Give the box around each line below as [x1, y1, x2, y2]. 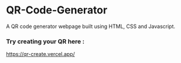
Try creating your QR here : [6, 37, 85, 45]
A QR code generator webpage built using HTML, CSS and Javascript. [6, 23, 176, 30]
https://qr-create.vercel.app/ [6, 51, 75, 58]
